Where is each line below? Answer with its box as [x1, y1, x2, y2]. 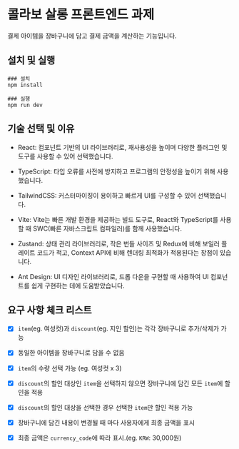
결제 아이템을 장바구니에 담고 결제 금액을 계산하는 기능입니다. [7, 31, 177, 40]
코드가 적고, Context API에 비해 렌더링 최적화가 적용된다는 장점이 [36, 248, 219, 257]
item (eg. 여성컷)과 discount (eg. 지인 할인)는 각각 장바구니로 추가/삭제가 [17, 324, 220, 333]
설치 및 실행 [7, 54, 56, 66]
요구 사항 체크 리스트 [7, 304, 92, 316]
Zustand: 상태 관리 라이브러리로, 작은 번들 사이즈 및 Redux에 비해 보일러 [17, 239, 220, 248]
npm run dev [7, 101, 43, 109]
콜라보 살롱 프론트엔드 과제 [7, 6, 155, 23]
